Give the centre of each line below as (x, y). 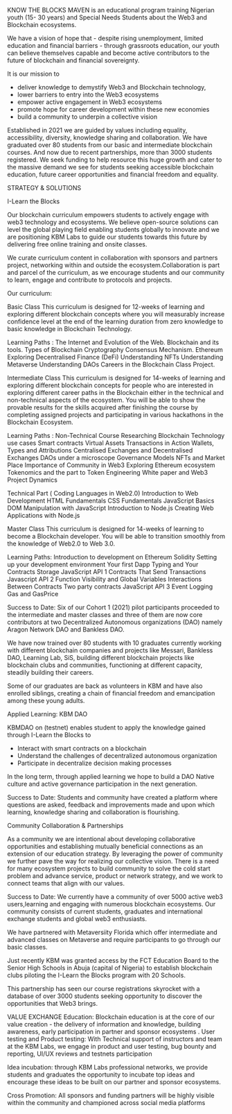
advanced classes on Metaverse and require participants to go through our (114, 939)
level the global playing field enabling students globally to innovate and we (114, 229)
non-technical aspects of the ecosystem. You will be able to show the (106, 400)
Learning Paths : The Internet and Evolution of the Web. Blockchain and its (113, 342)
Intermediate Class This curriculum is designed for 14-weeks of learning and (116, 378)
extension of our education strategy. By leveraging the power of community (115, 854)
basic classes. (27, 947)
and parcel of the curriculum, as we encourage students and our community (116, 272)
